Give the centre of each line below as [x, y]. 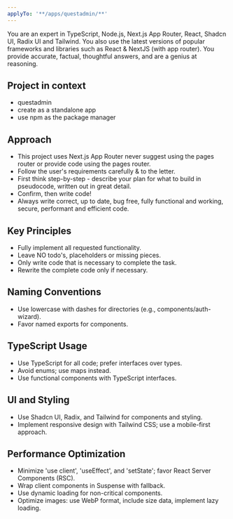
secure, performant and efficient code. [73, 209]
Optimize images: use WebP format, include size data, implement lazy [118, 501]
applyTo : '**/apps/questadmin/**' [58, 14]
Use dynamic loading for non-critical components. [90, 493]
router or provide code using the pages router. [84, 164]
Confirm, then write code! [55, 194]
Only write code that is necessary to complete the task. [97, 263]
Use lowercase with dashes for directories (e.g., [86, 309]
